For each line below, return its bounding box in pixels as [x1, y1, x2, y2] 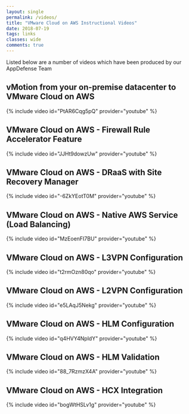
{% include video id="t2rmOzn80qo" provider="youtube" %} [6, 268, 156, 275]
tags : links [6, 31, 36, 37]
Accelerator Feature [6, 134, 82, 144]
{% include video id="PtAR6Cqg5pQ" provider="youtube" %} [6, 107, 157, 114]
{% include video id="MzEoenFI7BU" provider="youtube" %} [6, 235, 156, 242]
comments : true [6, 42, 44, 48]
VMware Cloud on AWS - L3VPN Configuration [6, 252, 183, 263]
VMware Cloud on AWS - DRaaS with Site [6, 167, 162, 177]
